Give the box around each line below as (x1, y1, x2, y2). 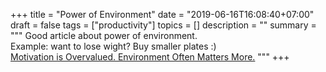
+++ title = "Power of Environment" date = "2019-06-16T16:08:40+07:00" (10, 9, 315, 20)
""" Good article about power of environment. (10, 30, 198, 41)
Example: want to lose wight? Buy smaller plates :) (10, 40, 217, 52)
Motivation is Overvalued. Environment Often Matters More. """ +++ (10, 51, 290, 63)
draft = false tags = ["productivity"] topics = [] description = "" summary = (10, 19, 317, 31)
